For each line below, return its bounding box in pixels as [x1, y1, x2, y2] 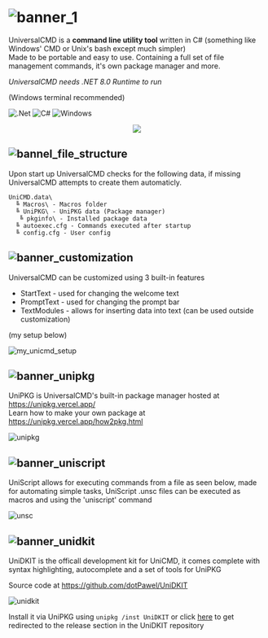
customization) [20, 314, 71, 324]
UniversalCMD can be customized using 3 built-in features [8, 273, 205, 282]
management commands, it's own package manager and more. [8, 61, 222, 71]
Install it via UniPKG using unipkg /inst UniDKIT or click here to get [8, 612, 235, 622]
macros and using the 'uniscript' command [8, 495, 152, 505]
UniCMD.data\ [8, 193, 53, 201]
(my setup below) [8, 330, 68, 339]
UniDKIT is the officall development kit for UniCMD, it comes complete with [8, 556, 261, 566]
